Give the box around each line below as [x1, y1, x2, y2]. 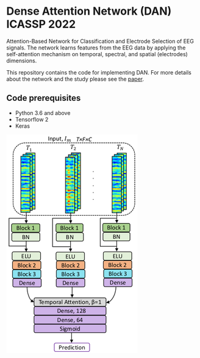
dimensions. [6, 57, 37, 64]
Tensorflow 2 [15, 115, 49, 123]
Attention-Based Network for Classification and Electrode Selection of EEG [6, 37, 194, 45]
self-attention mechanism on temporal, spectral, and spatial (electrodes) [6, 50, 188, 57]
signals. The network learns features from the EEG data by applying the [6, 44, 186, 51]
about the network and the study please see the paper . [6, 75, 145, 82]
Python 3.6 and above [15, 109, 71, 117]
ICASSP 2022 [6, 17, 76, 31]
